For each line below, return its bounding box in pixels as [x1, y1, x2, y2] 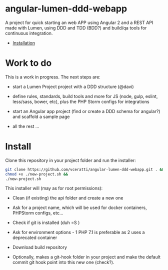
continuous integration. [5, 30, 53, 36]
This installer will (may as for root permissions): [5, 185, 103, 191]
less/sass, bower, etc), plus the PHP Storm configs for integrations [12, 98, 149, 104]
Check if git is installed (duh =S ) [12, 219, 80, 225]
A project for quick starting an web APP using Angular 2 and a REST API [5, 19, 153, 25]
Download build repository [12, 244, 67, 250]
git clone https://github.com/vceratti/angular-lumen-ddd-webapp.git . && [5, 167, 164, 172]
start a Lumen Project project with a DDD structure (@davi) [12, 83, 134, 89]
